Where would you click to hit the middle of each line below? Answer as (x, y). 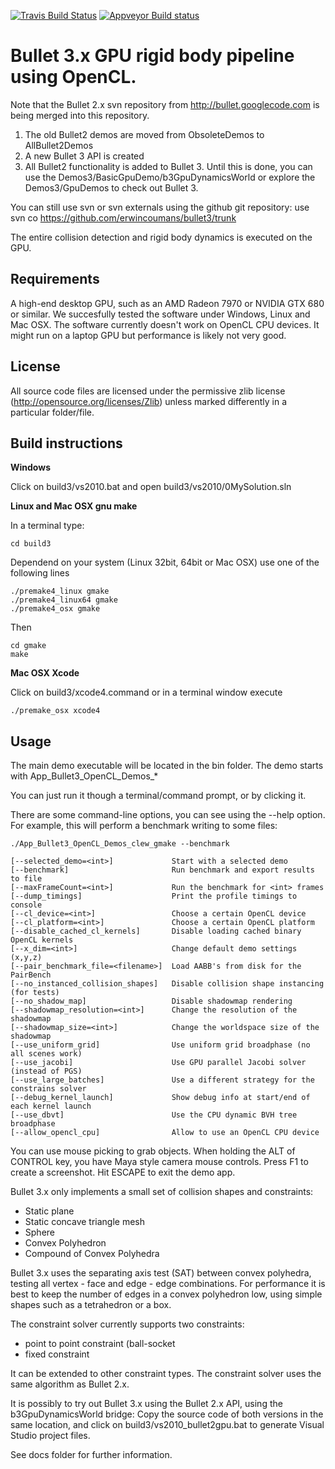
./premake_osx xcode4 (55, 711)
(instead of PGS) (46, 1071)
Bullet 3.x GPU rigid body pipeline (152, 56)
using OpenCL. (73, 77)
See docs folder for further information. (91, 1455)
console (26, 905)
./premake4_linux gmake (60, 591)
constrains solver (48, 1089)
